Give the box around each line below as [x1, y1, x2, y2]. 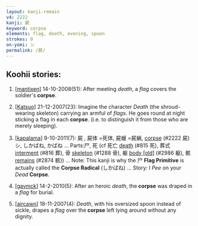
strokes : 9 [6, 36, 33, 42]
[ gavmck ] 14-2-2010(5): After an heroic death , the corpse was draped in [14, 182, 193, 189]
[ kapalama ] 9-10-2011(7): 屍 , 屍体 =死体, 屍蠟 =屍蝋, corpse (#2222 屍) [14, 134, 190, 142]
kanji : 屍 [6, 20, 30, 26]
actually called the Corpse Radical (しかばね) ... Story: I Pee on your [14, 164, 181, 171]
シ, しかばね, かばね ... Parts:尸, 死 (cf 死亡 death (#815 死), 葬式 [14, 142, 171, 149]
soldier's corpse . [14, 92, 56, 99]
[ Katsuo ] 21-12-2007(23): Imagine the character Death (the [14, 103, 159, 110]
